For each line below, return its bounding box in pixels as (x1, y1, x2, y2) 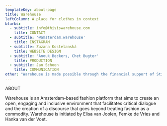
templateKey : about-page (5, 7, 57, 12)
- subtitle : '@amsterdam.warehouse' (9, 35, 85, 40)
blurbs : (5, 21, 21, 26)
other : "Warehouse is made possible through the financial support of (5, 72, 155, 77)
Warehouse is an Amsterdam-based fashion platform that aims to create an (5, 95, 159, 101)
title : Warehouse (5, 12, 41, 17)
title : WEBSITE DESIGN (14, 49, 61, 54)
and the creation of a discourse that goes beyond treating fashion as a (5, 105, 149, 112)
